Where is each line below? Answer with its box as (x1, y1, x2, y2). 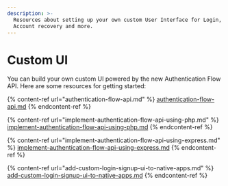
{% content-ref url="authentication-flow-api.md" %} (7, 95, 155, 103)
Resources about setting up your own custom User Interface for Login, (13, 16, 223, 23)
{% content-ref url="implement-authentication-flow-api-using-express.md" (7, 136, 220, 144)
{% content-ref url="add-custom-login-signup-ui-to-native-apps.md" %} (7, 164, 214, 172)
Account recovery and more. (13, 23, 94, 29)
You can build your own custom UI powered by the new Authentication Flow (7, 75, 221, 83)
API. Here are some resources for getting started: (7, 82, 147, 90)
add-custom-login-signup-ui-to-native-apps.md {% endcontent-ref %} (7, 172, 207, 180)
